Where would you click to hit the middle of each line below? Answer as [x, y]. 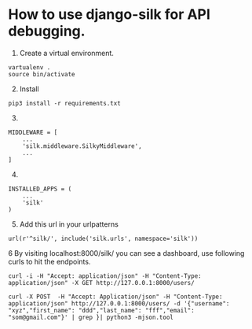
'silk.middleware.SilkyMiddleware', [82, 146]
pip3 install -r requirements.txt [65, 103]
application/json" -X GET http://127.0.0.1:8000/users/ [101, 283]
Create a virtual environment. [66, 53]
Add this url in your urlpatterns [69, 224]
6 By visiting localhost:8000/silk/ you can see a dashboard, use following [126, 253]
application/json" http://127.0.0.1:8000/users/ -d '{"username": [119, 303]
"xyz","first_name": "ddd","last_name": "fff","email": [101, 310]
